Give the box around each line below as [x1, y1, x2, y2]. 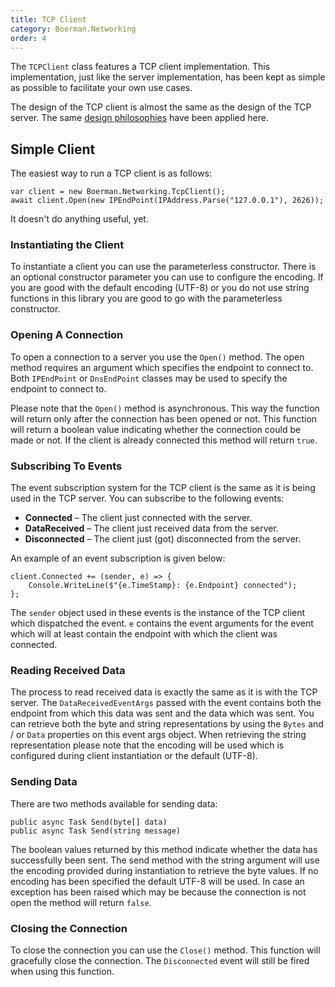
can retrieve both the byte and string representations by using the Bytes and [10, 718, 324, 730]
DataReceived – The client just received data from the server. [24, 522, 279, 535]
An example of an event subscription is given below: [10, 552, 226, 565]
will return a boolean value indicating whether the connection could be [10, 423, 302, 435]
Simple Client [10, 141, 96, 158]
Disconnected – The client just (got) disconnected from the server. [24, 533, 302, 545]
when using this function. [10, 965, 115, 977]
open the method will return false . [10, 896, 152, 908]
